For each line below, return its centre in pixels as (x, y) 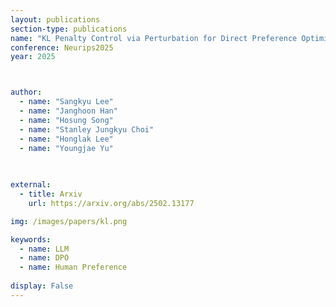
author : (26, 92)
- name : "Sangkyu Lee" (66, 102)
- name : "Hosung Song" (66, 120)
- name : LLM (44, 249)
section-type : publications (69, 29)
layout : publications (55, 19)
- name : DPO (44, 258)
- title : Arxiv (51, 194)
